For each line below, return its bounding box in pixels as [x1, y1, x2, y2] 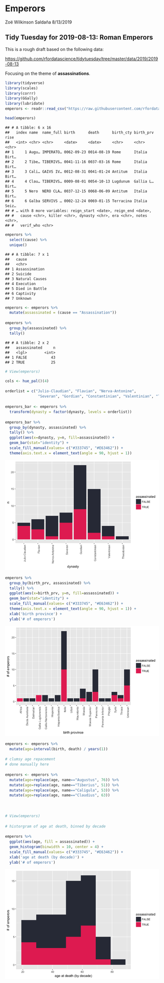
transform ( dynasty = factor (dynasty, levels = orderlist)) [9, 409, 132, 414]
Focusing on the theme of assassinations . [5, 70, 90, 76]
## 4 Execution [5, 281, 36, 286]
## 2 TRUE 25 [5, 360, 56, 365]
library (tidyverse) [5, 80, 45, 86]
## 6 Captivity [5, 291, 36, 296]
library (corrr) [5, 91, 36, 96]
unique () [9, 243, 27, 247]
